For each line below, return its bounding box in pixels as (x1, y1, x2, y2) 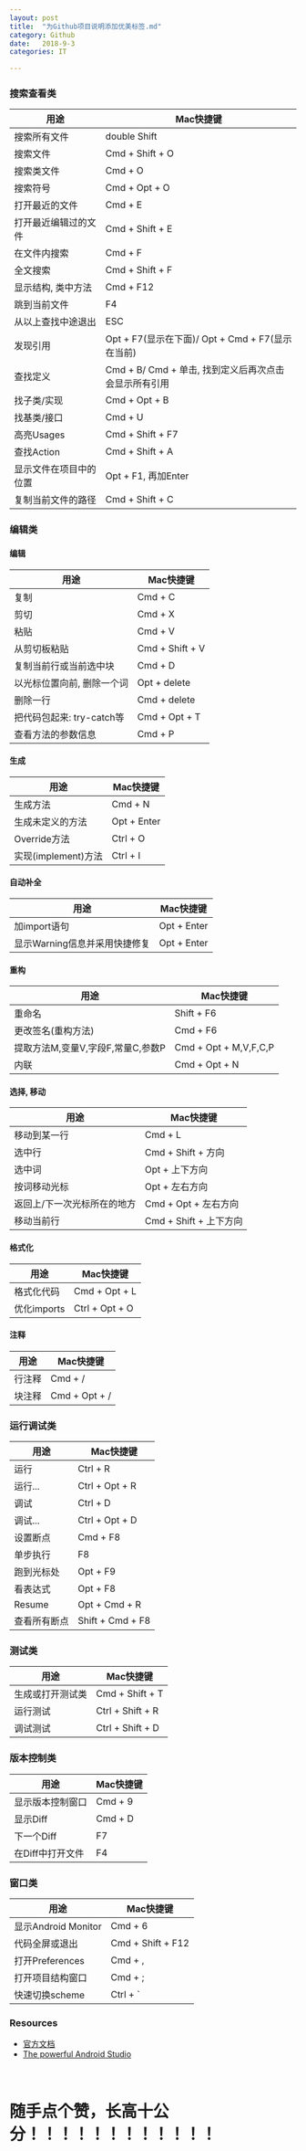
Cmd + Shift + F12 (110, 1936, 189, 1949)
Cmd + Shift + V (137, 641, 206, 654)
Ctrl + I (111, 849, 141, 861)
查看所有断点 (14, 1615, 70, 1628)
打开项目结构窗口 (14, 1971, 88, 1984)
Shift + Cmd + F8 (77, 1614, 151, 1627)
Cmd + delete (137, 693, 196, 706)
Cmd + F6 (174, 1024, 218, 1037)
